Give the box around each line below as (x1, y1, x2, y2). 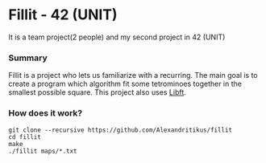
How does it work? (8, 108, 83, 119)
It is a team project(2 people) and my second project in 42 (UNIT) (8, 32, 226, 42)
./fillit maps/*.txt (8, 147, 78, 155)
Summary (8, 52, 48, 63)
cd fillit (8, 132, 42, 141)
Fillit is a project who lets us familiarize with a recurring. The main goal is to (8, 71, 258, 80)
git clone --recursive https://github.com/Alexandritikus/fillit (8, 126, 232, 134)
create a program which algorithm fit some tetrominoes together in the (8, 79, 242, 89)
